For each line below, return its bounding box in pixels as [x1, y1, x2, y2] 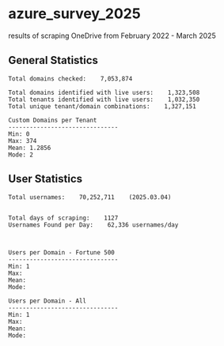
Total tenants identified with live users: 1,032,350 [8, 96, 200, 103]
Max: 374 [8, 137, 37, 145]
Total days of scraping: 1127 [8, 214, 119, 222]
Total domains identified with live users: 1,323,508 [8, 88, 200, 96]
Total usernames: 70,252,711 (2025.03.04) [8, 193, 172, 201]
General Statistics [8, 54, 99, 67]
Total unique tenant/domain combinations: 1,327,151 [8, 102, 196, 111]
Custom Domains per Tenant [8, 116, 97, 124]
